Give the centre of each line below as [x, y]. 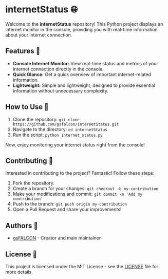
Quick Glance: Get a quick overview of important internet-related [82, 74]
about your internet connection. [39, 35]
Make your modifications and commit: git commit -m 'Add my [78, 194]
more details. [19, 272]
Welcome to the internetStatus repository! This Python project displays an [84, 24]
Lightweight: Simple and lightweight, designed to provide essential [84, 85]
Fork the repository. [34, 183]
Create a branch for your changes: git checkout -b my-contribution [86, 189]
